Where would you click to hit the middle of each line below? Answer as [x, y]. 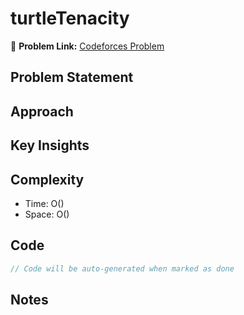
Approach [42, 111]
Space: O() [47, 214]
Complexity [47, 179]
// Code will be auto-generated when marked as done [122, 268]
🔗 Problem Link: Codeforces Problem [87, 46]
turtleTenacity [70, 18]
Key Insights [50, 145]
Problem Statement [72, 77]
